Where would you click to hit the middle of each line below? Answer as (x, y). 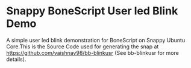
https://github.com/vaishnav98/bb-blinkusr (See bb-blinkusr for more (92, 52)
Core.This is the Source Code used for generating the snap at (83, 47)
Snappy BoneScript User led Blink (92, 11)
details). (16, 59)
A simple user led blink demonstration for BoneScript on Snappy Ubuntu (96, 40)
